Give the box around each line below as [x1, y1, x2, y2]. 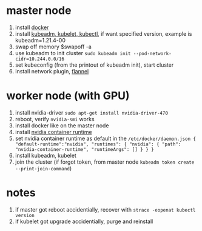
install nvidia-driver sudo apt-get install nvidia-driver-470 [15, 109, 169, 116]
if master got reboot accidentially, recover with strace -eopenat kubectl [15, 206, 196, 213]
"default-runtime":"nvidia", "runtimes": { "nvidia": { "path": [15, 141, 181, 147]
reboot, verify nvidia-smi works [15, 115, 95, 122]
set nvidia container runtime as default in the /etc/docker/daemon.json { [15, 135, 196, 142]
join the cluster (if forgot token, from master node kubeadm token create [15, 158, 195, 166]
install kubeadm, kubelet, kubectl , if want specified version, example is [15, 30, 192, 37]
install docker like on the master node [15, 122, 109, 129]
